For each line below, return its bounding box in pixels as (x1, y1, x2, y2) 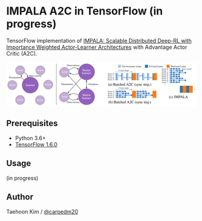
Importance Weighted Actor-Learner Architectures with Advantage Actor (6, 43, 187, 51)
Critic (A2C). (6, 50, 37, 57)
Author (6, 192, 33, 202)
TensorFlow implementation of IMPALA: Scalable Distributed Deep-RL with (6, 37, 192, 44)
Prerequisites (6, 118, 58, 129)
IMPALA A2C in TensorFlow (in (6, 4, 163, 18)
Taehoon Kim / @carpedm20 (6, 208, 79, 215)
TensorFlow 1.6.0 (15, 141, 57, 148)
